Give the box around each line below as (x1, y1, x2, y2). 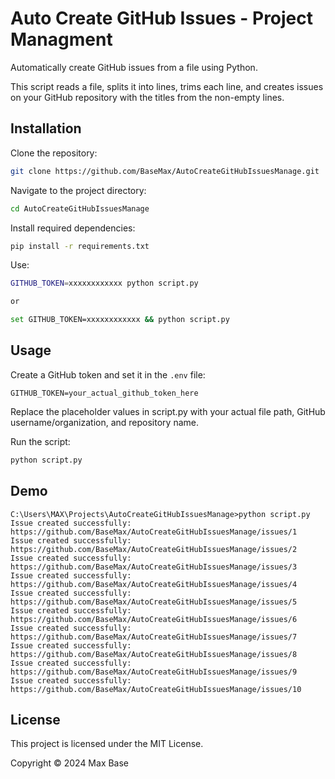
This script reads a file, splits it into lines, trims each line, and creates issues (10, 80, 324, 92)
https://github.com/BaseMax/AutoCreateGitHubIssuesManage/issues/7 (10, 632, 298, 642)
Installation (10, 120, 82, 137)
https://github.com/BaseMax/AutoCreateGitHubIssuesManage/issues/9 (10, 667, 298, 677)
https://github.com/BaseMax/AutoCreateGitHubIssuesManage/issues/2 (10, 544, 298, 554)
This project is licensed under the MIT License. (10, 738, 204, 750)
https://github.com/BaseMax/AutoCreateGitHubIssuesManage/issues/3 (10, 562, 298, 572)
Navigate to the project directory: (10, 184, 147, 196)
